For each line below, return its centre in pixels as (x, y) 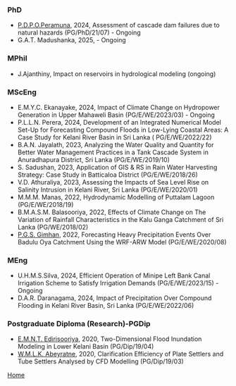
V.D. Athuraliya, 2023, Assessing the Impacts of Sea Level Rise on (113, 182)
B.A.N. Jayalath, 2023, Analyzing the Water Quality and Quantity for (116, 144)
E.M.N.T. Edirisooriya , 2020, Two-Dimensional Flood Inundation (110, 339)
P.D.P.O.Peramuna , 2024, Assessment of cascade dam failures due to (118, 25)
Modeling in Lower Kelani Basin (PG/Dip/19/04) (86, 347)
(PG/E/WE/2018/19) (45, 204)
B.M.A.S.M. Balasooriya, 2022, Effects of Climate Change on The (112, 212)
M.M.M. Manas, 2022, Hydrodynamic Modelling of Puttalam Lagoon (116, 197)
